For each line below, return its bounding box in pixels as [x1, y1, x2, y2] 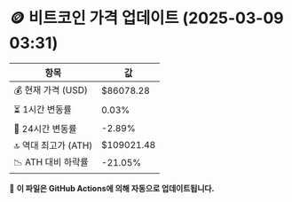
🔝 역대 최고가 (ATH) [13, 139, 93, 151]
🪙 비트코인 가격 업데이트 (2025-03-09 [9, 8, 284, 28]
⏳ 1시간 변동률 [13, 103, 73, 115]
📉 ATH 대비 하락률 [13, 156, 89, 168]
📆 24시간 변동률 [13, 122, 77, 135]
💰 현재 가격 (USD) [13, 83, 89, 96]
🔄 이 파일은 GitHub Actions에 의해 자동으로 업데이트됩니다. [9, 183, 215, 193]
